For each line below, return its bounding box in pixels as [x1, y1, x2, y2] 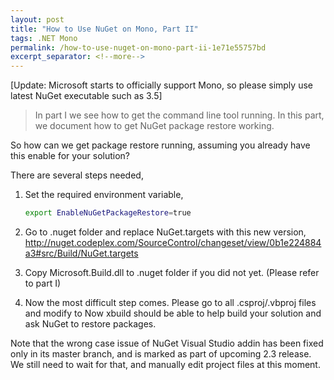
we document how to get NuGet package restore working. [34, 120, 275, 132]
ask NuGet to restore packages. [24, 318, 157, 330]
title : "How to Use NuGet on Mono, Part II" [10, 24, 199, 34]
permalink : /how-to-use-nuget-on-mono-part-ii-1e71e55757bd [10, 42, 267, 53]
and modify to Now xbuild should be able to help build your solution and [24, 307, 322, 319]
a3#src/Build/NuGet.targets [24, 247, 139, 259]
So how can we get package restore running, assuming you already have [10, 139, 311, 151]
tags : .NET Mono [10, 33, 78, 43]
